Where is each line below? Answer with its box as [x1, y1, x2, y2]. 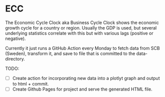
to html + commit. [12, 81, 49, 86]
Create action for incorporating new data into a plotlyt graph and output [12, 75, 160, 81]
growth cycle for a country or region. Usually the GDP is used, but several [5, 24, 157, 30]
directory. [5, 55, 25, 61]
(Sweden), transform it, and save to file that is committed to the [5, 50, 135, 56]
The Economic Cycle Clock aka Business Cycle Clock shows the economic [5, 19, 159, 25]
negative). [5, 35, 26, 41]
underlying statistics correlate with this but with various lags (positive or [5, 30, 153, 36]
